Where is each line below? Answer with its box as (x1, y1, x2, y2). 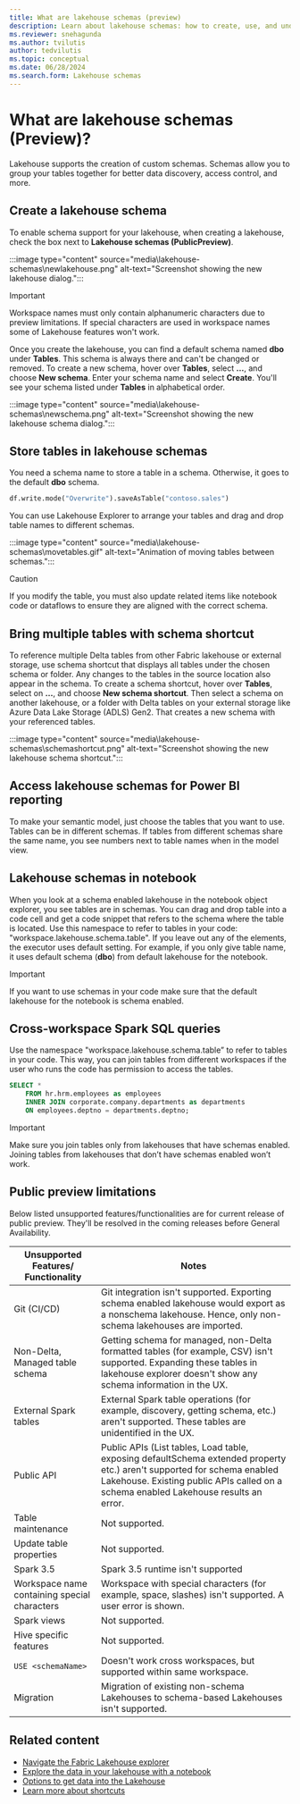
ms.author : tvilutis (9, 38, 87, 47)
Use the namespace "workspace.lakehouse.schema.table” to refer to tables (9, 1045, 287, 1055)
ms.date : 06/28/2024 (9, 63, 87, 72)
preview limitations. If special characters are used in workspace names (9, 316, 271, 327)
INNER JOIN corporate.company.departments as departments (25, 1098, 246, 1107)
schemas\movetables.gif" (9, 547, 104, 558)
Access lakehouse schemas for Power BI (9, 778, 240, 793)
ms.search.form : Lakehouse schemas (9, 71, 142, 80)
